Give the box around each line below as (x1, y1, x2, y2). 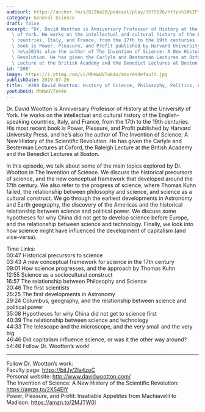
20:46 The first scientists (6, 284, 70, 291)
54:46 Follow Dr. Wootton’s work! (6, 342, 90, 349)
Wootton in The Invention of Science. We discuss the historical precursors (6, 168, 193, 176)
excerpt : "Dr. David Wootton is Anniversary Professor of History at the (6, 26, 198, 32)
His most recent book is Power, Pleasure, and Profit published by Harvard (6, 124, 191, 132)
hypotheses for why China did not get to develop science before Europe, (6, 214, 189, 221)
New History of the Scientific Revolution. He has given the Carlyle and (6, 137, 182, 144)
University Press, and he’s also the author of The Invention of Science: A (6, 130, 189, 138)
